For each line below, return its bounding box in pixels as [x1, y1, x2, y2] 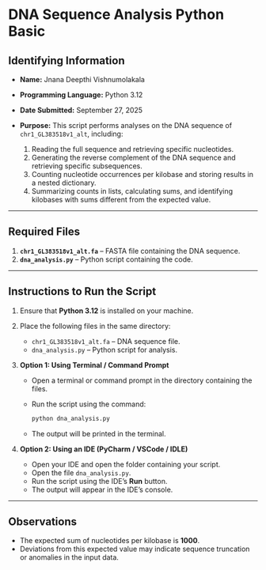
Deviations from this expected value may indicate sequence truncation [19, 544, 250, 554]
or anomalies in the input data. [19, 553, 119, 562]
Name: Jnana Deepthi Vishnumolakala [19, 75, 145, 84]
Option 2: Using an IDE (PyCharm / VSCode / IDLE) [19, 444, 188, 454]
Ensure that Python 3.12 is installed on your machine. [19, 306, 194, 315]
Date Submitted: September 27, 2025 [19, 105, 143, 115]
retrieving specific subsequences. [31, 161, 142, 171]
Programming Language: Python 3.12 [19, 90, 143, 100]
